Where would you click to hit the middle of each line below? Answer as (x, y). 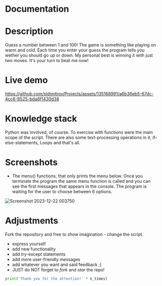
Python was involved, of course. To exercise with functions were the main (79, 132)
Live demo (27, 80)
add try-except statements (39, 254)
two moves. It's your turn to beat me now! (47, 61)
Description (29, 32)
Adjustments (32, 221)
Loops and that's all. (60, 143)
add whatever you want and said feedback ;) (57, 264)
